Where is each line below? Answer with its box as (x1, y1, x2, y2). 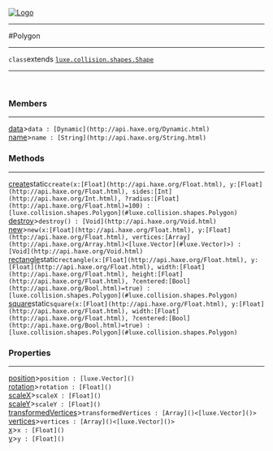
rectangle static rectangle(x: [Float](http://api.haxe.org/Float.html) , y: (8, 254, 258, 264)
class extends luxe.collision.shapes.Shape (8, 54, 154, 64)
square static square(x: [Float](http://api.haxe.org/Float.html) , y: (8, 299, 240, 308)
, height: (124, 270, 158, 278)
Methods (8, 152, 45, 164)
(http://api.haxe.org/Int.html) (8, 195, 118, 203)
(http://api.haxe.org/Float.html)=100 (8, 201, 140, 210)
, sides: (124, 187, 154, 195)
